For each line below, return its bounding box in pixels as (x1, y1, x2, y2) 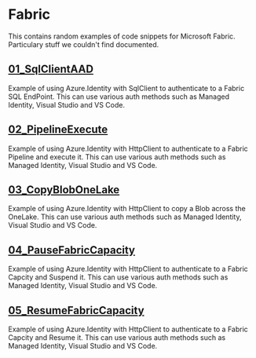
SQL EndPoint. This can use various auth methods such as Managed (8, 92, 230, 101)
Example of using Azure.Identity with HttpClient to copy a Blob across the (8, 204, 246, 214)
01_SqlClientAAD (8, 63, 94, 76)
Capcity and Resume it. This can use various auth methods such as (8, 333, 226, 342)
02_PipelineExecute (8, 123, 108, 137)
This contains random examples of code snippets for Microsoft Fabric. (8, 31, 236, 41)
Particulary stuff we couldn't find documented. (8, 39, 159, 49)
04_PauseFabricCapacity (8, 243, 136, 257)
